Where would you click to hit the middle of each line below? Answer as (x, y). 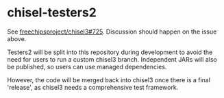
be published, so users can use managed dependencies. (87, 66)
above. (17, 38)
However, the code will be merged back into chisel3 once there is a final (109, 79)
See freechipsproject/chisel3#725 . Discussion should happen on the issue (112, 32)
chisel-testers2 (52, 13)
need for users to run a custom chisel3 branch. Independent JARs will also (112, 59)
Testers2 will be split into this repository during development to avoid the (110, 52)
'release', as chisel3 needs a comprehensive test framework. (93, 87)
